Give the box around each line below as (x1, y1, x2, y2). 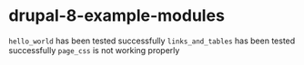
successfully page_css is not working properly (8, 44, 180, 55)
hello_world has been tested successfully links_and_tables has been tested (8, 35, 296, 46)
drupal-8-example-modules (8, 5, 225, 26)
